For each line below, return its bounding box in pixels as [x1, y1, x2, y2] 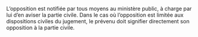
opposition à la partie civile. [6, 24, 75, 31]
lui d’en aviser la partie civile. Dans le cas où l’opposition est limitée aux [6, 11, 184, 18]
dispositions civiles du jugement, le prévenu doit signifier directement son [6, 18, 190, 24]
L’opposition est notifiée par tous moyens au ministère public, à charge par [6, 5, 192, 12]
